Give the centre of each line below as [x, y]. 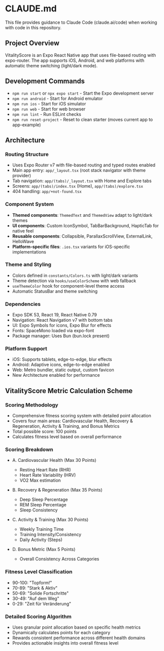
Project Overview [32, 43]
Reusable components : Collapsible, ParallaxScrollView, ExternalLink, [82, 236]
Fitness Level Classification [39, 572]
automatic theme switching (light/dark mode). [51, 65]
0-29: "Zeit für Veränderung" [42, 603]
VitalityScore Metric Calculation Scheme [69, 391]
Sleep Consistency [39, 510]
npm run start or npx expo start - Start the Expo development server [83, 93]
